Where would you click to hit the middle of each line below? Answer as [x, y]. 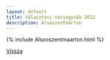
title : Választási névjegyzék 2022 [51, 17]
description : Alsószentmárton [44, 23]
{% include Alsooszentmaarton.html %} [55, 40]
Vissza [14, 51]
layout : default [26, 12]
